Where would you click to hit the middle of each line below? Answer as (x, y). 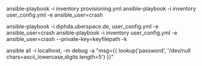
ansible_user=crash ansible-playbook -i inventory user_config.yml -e (92, 33)
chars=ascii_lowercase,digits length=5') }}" (60, 57)
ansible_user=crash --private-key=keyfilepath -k (67, 39)
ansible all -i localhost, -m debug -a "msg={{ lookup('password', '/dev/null (99, 51)
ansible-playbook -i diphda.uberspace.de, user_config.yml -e (82, 26)
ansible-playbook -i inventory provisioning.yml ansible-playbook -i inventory (101, 9)
